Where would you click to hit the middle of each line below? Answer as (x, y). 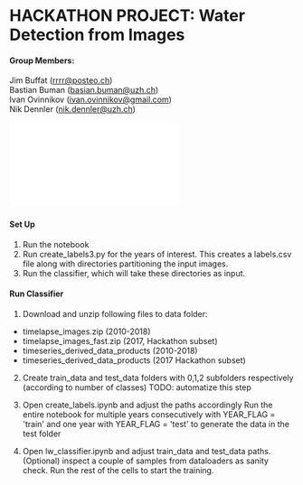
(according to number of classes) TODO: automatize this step (137, 387)
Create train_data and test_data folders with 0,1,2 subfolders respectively (158, 378)
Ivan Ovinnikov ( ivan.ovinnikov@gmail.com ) (90, 99)
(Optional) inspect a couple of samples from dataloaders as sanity (146, 461)
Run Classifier (37, 294)
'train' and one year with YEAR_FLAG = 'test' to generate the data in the (156, 424)
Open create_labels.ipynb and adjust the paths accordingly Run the (147, 405)
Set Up (23, 224)
